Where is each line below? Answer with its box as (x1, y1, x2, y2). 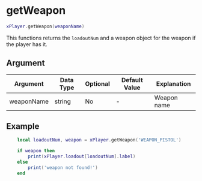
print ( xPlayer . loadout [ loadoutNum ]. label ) (28, 153, 136, 159)
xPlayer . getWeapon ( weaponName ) (6, 23, 85, 29)
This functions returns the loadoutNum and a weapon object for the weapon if (6, 34, 196, 41)
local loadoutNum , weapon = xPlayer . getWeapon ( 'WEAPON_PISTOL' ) (17, 137, 182, 143)
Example (6, 121, 40, 132)
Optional (85, 79, 110, 88)
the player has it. (6, 40, 48, 48)
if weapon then (17, 148, 55, 154)
